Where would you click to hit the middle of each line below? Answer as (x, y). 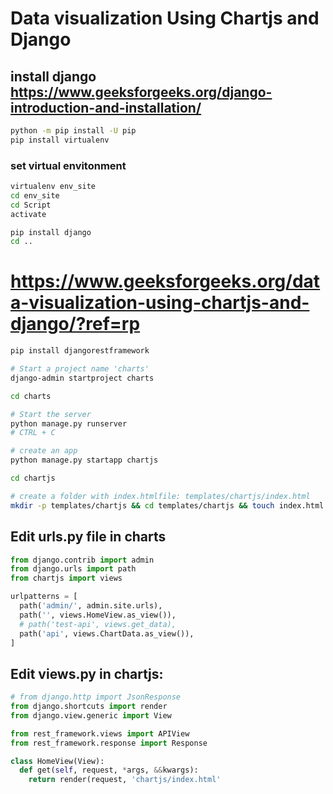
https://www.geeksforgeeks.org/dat (165, 281)
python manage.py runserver (69, 423)
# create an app (44, 451)
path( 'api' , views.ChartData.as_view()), (107, 633)
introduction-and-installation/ (106, 107)
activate (28, 214)
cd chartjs (33, 478)
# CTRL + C (33, 433)
